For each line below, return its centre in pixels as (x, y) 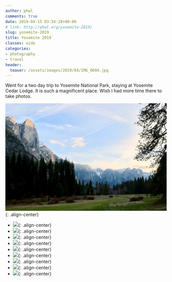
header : (14, 65)
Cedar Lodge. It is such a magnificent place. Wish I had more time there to (84, 91)
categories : (18, 49)
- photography (20, 54)
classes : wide (20, 44)
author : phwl (19, 11)
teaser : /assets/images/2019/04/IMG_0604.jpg (59, 70)
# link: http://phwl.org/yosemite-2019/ (49, 27)
